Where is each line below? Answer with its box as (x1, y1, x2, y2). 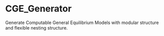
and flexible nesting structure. (5, 24, 68, 30)
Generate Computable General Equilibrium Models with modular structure (5, 19, 159, 25)
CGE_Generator (5, 3, 72, 14)
